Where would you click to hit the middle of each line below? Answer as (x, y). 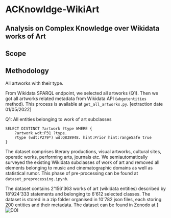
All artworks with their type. (34, 83)
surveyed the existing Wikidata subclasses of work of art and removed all (82, 162)
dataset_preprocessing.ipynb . (37, 178)
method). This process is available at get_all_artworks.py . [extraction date (84, 104)
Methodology (27, 71)
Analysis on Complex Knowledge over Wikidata (82, 28)
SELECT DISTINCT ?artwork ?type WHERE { (49, 129)
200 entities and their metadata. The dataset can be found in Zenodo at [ (82, 205)
